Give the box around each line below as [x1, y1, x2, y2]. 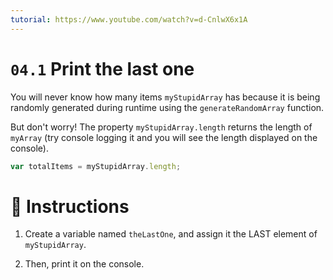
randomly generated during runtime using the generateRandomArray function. [10, 101, 325, 113]
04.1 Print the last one [10, 57, 195, 80]
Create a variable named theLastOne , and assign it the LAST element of [24, 228, 318, 240]
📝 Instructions [10, 195, 130, 218]
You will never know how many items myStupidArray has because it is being [10, 91, 321, 103]
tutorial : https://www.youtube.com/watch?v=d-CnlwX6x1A [10, 14, 248, 25]
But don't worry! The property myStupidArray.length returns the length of [10, 121, 313, 133]
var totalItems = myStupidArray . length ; [10, 161, 182, 171]
